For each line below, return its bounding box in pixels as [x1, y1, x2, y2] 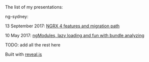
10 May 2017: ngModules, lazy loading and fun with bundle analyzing [5, 33, 145, 38]
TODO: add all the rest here [5, 42, 60, 48]
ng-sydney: [5, 14, 29, 19]
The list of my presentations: [5, 4, 63, 10]
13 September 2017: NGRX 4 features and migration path [5, 23, 120, 29]
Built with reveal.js [5, 51, 42, 57]
